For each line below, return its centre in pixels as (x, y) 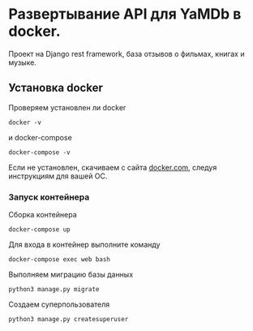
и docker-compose (41, 137)
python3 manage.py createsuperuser (69, 320)
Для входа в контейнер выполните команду (84, 245)
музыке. (22, 62)
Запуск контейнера (49, 197)
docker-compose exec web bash (60, 260)
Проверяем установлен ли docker (67, 107)
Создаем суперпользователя (59, 304)
